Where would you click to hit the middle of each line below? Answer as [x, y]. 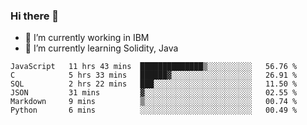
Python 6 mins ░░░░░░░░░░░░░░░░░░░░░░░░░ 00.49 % [154, 110]
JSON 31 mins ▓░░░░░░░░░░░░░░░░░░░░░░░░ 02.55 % [154, 93]
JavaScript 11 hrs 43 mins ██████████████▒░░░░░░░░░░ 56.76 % [154, 67]
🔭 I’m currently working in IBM [87, 38]
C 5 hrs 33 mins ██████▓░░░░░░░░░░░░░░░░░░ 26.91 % [154, 75]
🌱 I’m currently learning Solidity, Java [101, 48]
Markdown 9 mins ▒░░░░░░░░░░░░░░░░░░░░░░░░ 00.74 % [154, 102]
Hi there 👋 [35, 16]
